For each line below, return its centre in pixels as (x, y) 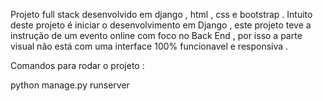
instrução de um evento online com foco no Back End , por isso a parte (156, 35)
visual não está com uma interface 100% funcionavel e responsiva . (149, 46)
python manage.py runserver (70, 85)
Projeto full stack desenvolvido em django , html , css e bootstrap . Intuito (161, 14)
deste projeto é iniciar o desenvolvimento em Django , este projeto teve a (161, 25)
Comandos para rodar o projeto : (77, 65)
